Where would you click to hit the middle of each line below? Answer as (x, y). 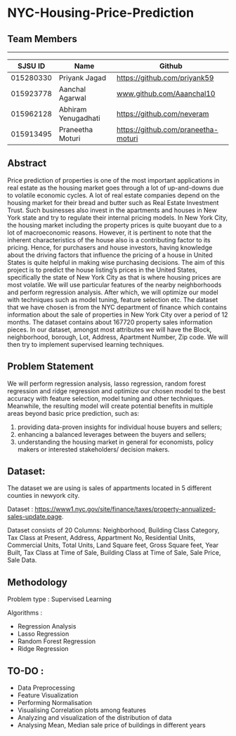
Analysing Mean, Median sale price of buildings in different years (111, 725)
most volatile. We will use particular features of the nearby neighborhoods (114, 284)
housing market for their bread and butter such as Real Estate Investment (113, 202)
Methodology (38, 582)
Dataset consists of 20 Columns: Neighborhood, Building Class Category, (113, 530)
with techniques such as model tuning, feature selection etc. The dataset (113, 299)
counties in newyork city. (44, 496)
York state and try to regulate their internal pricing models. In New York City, (118, 217)
